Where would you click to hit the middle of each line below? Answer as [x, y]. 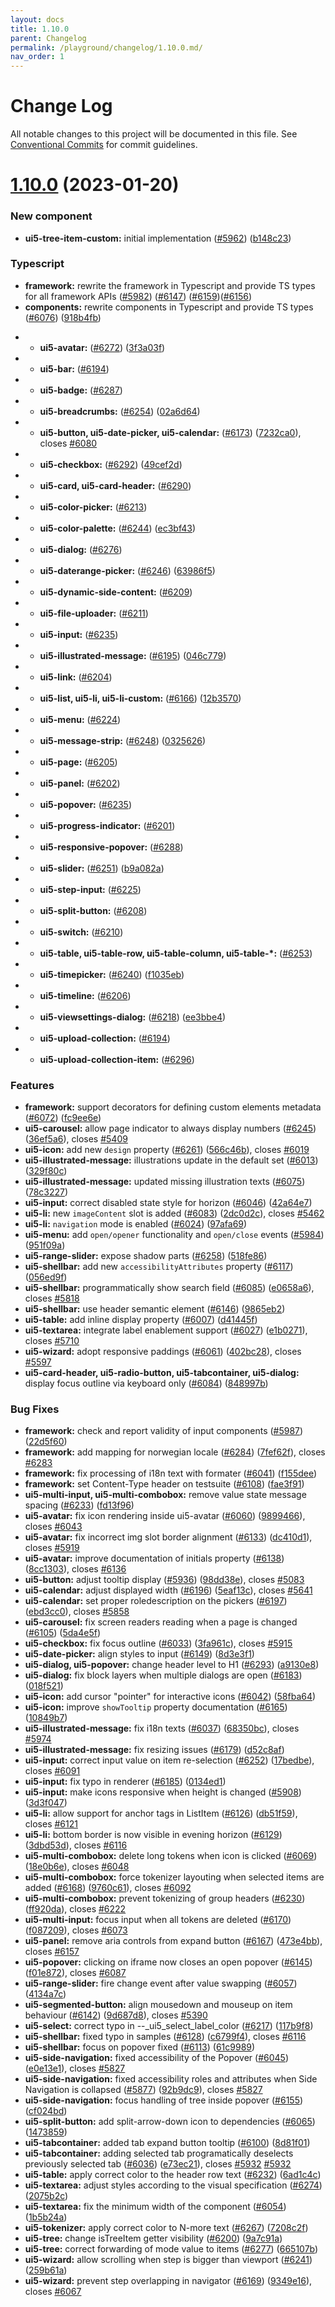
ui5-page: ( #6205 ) [78, 762]
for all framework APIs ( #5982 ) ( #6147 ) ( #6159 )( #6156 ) [138, 296]
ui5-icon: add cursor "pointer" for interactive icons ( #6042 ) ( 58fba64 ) [170, 1697]
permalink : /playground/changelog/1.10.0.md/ [106, 47]
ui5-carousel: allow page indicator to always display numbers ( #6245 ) [170, 1128]
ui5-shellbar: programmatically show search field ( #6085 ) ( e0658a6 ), [169, 1288]
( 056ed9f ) [46, 1277]
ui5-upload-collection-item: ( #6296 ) [117, 1059]
